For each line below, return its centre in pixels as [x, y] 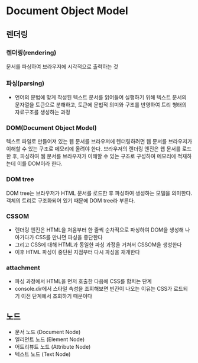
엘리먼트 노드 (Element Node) [50, 339]
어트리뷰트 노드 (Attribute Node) [53, 347]
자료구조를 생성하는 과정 [43, 112]
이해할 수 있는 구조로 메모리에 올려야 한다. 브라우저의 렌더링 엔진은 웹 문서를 [94, 149]
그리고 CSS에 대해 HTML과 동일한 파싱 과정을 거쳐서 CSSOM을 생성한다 [98, 245]
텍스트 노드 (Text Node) [43, 354]
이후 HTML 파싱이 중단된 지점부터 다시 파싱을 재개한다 [77, 252]
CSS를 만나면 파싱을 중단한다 [69, 237]
